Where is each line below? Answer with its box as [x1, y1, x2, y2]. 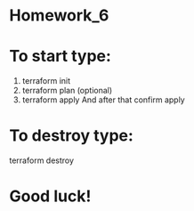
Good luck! [9, 186, 92, 207]
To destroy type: [9, 126, 133, 146]
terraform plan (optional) [21, 85, 113, 96]
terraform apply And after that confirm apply [21, 94, 185, 105]
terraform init [21, 76, 71, 86]
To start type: [9, 46, 111, 67]
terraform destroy [9, 155, 74, 166]
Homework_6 [9, 5, 109, 26]
